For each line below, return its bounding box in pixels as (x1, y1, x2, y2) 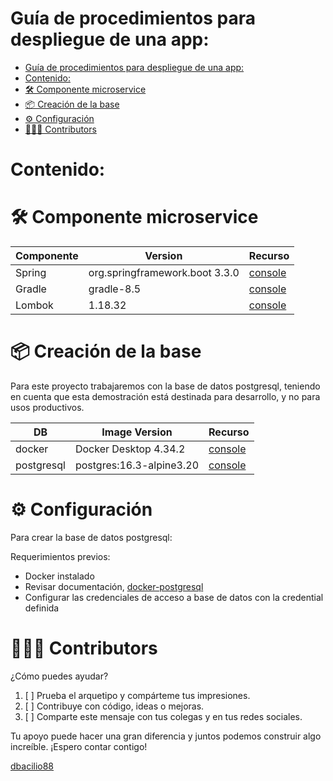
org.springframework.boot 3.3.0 (88, 266, 240, 280)
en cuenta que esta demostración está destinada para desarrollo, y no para (10, 391, 321, 402)
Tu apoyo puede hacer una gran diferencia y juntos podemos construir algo (10, 730, 322, 742)
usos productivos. (10, 402, 85, 413)
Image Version (101, 425, 173, 439)
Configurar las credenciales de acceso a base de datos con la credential (24, 591, 324, 603)
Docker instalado (24, 570, 95, 582)
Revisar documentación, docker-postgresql (24, 580, 204, 592)
